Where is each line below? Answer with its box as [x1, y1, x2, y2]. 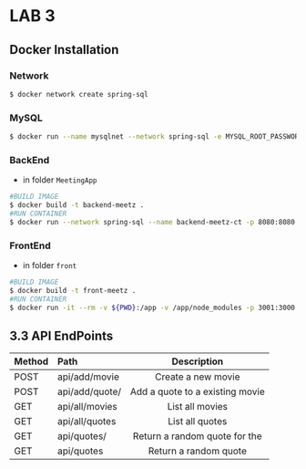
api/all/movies [57, 401, 118, 413]
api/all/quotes [57, 415, 117, 428]
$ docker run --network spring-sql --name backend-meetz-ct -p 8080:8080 [9, 217, 296, 226]
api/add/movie [57, 370, 120, 383]
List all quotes [168, 415, 228, 428]
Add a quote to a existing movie [130, 385, 266, 398]
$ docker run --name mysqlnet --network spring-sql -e [9, 132, 222, 141]
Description [171, 355, 224, 368]
